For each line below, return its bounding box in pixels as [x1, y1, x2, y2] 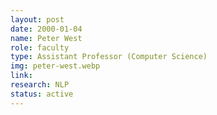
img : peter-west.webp [10, 61, 101, 71]
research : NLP [10, 80, 70, 90]
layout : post [10, 14, 65, 25]
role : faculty [10, 42, 70, 53]
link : [10, 71, 33, 81]
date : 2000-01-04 [10, 24, 83, 34]
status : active [10, 89, 74, 99]
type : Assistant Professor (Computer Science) [10, 52, 208, 62]
